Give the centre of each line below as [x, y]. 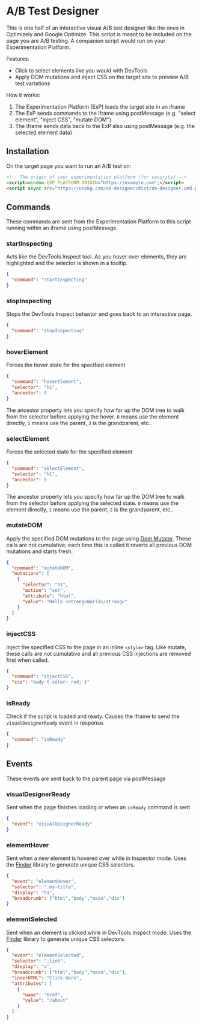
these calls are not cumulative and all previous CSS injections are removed [99, 653]
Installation [28, 151]
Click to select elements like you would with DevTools [81, 70]
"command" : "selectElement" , [48, 468]
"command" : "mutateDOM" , [43, 568]
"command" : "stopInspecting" [48, 331]
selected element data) [43, 132]
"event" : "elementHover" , [44, 881]
